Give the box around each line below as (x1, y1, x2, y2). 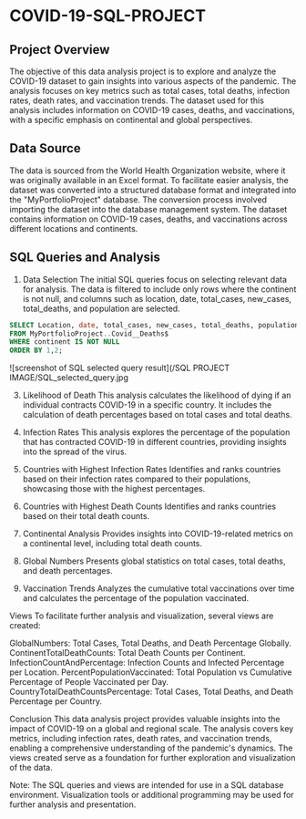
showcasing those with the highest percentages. (22, 483, 206, 494)
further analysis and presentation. (9, 799, 137, 810)
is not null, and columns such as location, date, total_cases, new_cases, (22, 293, 292, 304)
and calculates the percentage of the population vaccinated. (22, 593, 250, 604)
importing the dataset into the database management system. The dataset (9, 203, 288, 214)
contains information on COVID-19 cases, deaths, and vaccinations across (9, 213, 289, 224)
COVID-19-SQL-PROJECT (9, 5, 207, 26)
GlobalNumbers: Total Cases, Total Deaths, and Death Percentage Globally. (9, 638, 291, 648)
